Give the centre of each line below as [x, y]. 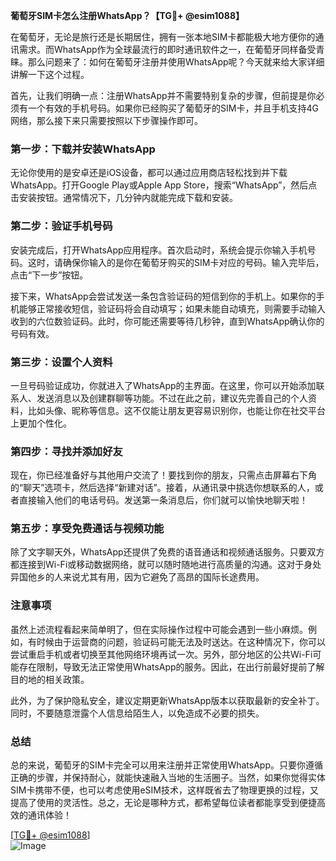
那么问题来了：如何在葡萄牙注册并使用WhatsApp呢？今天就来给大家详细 [176, 62]
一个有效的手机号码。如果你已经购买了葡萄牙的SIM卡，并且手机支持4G [173, 108]
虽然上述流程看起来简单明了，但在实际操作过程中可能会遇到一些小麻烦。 [159, 629]
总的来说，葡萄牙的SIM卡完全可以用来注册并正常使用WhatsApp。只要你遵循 [166, 765]
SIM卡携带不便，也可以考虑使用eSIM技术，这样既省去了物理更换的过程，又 [164, 790]
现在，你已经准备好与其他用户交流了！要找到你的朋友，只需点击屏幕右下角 [163, 475]
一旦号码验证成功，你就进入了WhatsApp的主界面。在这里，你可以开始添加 [163, 385]
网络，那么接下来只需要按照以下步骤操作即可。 [106, 120]
